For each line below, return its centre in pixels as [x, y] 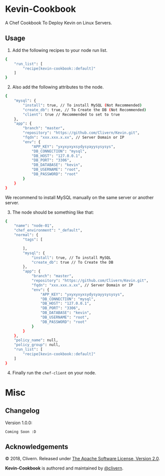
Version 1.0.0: [19, 423]
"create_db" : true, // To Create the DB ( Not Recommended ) [85, 110]
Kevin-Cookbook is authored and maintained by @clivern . [64, 468]
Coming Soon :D [21, 432]
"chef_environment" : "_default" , [48, 231]
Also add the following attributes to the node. [58, 87]
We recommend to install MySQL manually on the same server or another [80, 197]
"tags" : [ [33, 239]
